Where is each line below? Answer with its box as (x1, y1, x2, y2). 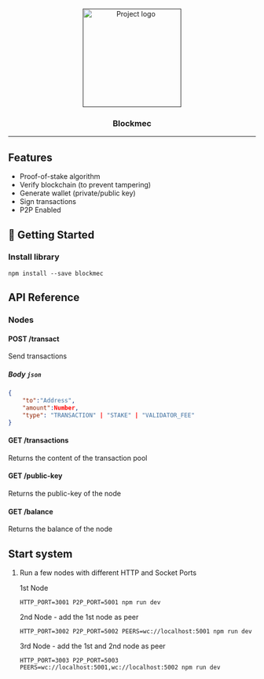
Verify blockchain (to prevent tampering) (19, 180, 152, 190)
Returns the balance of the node (8, 525, 112, 534)
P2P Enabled (19, 206, 61, 215)
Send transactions (8, 351, 68, 361)
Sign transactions (19, 197, 77, 206)
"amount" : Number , (22, 404, 79, 412)
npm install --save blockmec (8, 269, 104, 277)
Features (8, 150, 53, 164)
